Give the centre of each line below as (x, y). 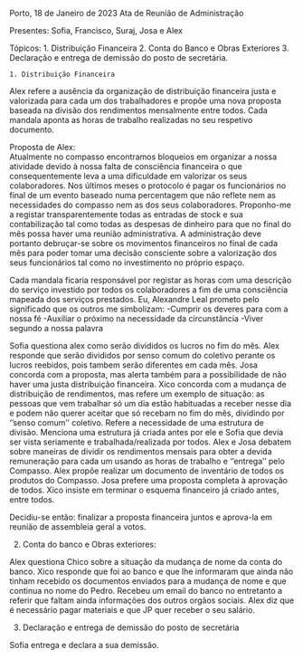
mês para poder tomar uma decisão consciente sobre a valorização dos (143, 253)
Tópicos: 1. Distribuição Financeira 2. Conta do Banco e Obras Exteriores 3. (149, 48)
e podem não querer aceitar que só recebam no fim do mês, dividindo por (147, 413)
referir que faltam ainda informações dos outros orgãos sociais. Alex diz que (152, 600)
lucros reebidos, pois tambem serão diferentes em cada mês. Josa (133, 365)
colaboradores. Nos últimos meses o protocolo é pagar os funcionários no (148, 186)
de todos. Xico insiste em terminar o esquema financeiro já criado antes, (144, 490)
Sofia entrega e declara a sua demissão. (85, 645)
